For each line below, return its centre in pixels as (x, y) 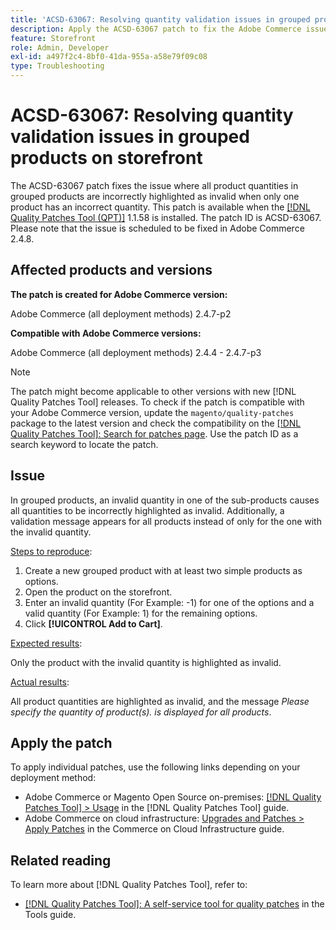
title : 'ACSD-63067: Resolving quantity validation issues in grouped (160, 19)
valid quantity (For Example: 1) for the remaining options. (141, 613)
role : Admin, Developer (60, 47)
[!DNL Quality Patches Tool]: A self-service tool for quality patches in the (174, 904)
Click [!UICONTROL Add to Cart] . (93, 623)
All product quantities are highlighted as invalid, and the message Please (160, 701)
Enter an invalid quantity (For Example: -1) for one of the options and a (169, 602)
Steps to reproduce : (51, 551)
